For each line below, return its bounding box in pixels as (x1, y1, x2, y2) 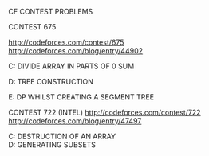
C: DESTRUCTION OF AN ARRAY (8, 131, 116, 141)
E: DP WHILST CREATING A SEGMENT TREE (8, 92, 154, 102)
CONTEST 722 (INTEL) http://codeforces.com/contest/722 (8, 107, 201, 117)
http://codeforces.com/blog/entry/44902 (8, 46, 144, 55)
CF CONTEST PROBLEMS (8, 7, 93, 16)
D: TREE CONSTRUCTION (8, 77, 94, 86)
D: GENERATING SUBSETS (8, 140, 97, 150)
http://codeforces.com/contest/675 (8, 37, 124, 47)
